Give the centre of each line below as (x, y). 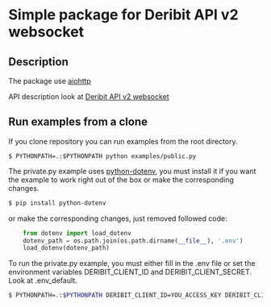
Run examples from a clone (78, 122)
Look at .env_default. (43, 280)
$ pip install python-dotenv (57, 203)
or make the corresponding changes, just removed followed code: (118, 218)
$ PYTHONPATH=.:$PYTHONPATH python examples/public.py (102, 156)
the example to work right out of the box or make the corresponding (121, 180)
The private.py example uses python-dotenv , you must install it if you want (132, 171)
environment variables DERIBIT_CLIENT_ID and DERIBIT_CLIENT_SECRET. (130, 272)
